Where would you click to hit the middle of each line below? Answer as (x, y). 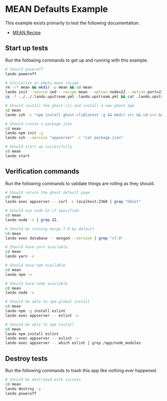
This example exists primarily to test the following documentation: (73, 23)
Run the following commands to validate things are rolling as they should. (80, 183)
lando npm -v (19, 274)
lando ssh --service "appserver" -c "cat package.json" (64, 138)
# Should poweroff (24, 69)
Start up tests (27, 48)
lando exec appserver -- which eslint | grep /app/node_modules (73, 343)
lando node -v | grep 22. (32, 220)
